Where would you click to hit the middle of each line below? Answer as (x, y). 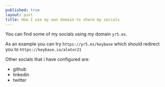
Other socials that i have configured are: (48, 59)
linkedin (21, 75)
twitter (19, 80)
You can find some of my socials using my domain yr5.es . (66, 34)
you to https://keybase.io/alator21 (43, 50)
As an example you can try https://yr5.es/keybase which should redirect (82, 44)
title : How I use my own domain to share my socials (63, 19)
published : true (22, 10)
